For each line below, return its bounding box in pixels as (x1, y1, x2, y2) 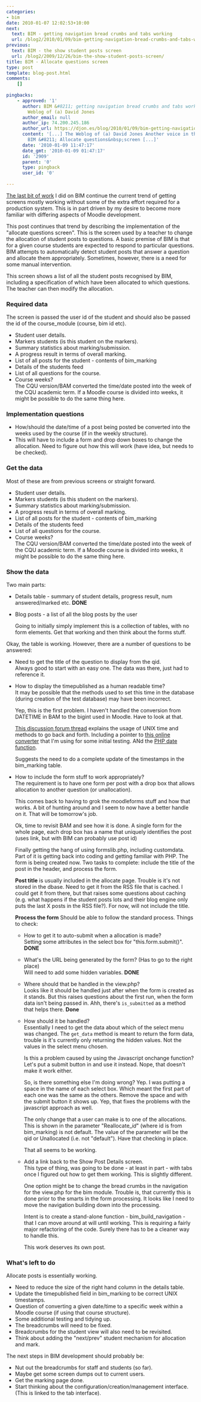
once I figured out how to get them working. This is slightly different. (23, 1171, 193, 1178)
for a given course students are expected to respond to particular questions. (6, 242, 194, 249)
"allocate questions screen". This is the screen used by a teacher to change (6, 228, 193, 236)
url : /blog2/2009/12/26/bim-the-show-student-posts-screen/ (11, 53, 165, 59)
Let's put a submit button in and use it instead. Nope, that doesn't (23, 1061, 185, 1068)
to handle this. (23, 1232, 59, 1239)
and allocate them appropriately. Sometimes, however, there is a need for (6, 254, 187, 261)
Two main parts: (6, 581, 46, 589)
